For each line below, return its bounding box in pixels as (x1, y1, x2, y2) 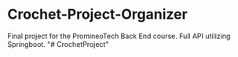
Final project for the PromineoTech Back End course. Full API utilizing (7, 31, 231, 41)
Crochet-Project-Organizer (7, 5, 188, 23)
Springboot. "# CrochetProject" (7, 39, 109, 48)
